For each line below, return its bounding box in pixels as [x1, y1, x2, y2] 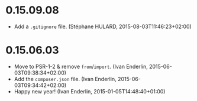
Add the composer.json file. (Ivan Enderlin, [14, 75, 117, 82]
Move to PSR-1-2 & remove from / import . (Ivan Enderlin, [14, 63, 148, 70]
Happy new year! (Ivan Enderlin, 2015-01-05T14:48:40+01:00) [14, 87, 166, 95]
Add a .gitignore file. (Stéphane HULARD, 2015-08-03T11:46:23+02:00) [14, 23, 192, 30]
